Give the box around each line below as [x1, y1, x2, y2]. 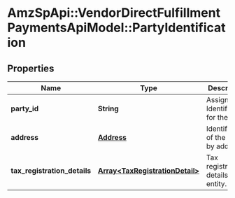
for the [206, 113, 229, 122]
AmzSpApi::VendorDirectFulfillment [7, 5, 221, 21]
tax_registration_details [10, 166, 92, 176]
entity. [206, 179, 227, 188]
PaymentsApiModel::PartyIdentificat [7, 20, 226, 36]
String [97, 104, 119, 113]
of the [206, 133, 226, 142]
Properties [7, 62, 55, 74]
